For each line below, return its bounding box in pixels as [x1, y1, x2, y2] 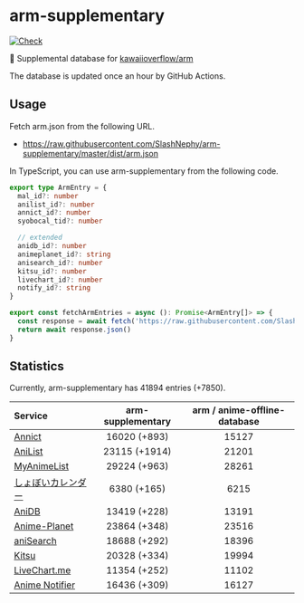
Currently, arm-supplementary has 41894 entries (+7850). [9, 382, 226, 394]
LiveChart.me [14, 564, 71, 577]
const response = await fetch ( [17, 317, 136, 326]
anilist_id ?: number [17, 200, 95, 209]
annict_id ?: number [17, 208, 91, 217]
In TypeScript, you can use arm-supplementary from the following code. [9, 165, 279, 177]
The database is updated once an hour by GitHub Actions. [9, 70, 226, 81]
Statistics [9, 359, 65, 374]
